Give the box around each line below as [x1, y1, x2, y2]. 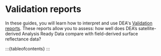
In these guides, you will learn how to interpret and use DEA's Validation [5, 20, 153, 26]
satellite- [138, 25, 157, 31]
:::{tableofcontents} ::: [5, 45, 50, 51]
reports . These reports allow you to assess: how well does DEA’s [5, 25, 138, 31]
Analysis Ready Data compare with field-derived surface [21, 30, 138, 36]
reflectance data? [5, 36, 41, 42]
